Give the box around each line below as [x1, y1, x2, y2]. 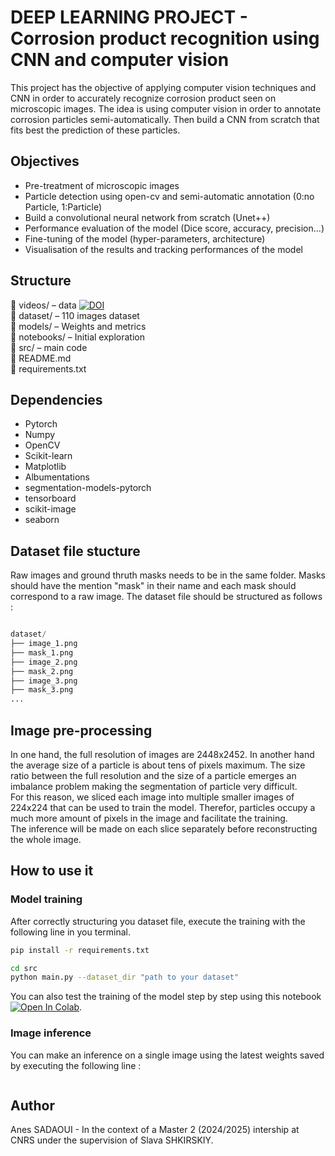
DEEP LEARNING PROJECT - [10, 6, 248, 29]
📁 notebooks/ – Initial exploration [10, 331, 145, 343]
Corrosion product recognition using [10, 27, 320, 50]
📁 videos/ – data [10, 299, 77, 311]
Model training [10, 892, 83, 906]
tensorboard [24, 492, 77, 505]
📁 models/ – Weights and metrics [10, 320, 147, 332]
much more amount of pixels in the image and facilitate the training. [10, 812, 288, 824]
